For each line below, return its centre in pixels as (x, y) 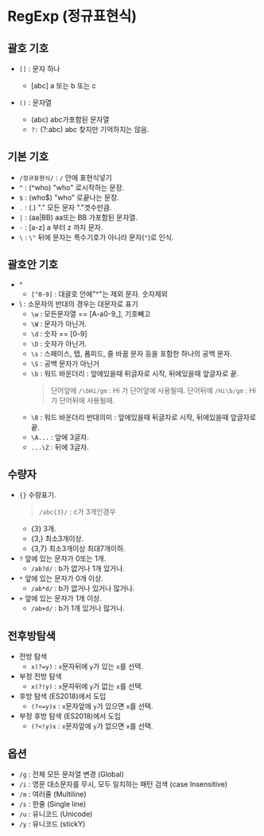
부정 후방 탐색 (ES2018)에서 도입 (70, 716)
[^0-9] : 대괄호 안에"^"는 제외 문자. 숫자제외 (99, 294)
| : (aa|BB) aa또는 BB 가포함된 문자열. (78, 217)
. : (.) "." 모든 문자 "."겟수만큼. (65, 207)
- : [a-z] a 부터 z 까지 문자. (61, 227)
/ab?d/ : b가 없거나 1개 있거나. (78, 569)
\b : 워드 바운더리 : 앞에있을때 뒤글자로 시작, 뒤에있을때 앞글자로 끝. (135, 373)
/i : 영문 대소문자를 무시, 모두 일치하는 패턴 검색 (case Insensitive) (123, 784)
